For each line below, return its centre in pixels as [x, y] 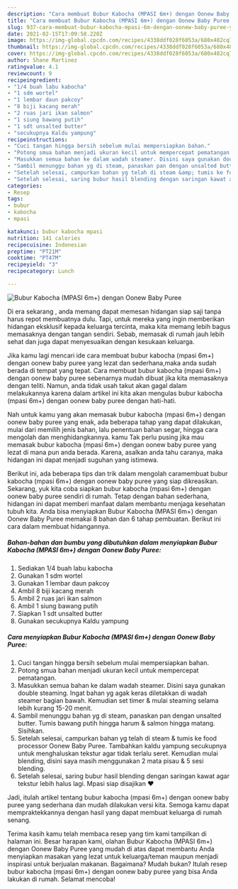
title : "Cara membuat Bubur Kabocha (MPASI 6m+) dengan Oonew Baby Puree [119, 21]
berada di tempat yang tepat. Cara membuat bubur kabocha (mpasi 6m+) [114, 370]
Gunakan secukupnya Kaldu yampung [73, 621]
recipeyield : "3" [33, 265]
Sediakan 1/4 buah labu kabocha [65, 568]
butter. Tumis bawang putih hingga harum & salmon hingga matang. [116, 723]
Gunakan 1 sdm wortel [50, 576]
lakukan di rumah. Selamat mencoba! [61, 879]
